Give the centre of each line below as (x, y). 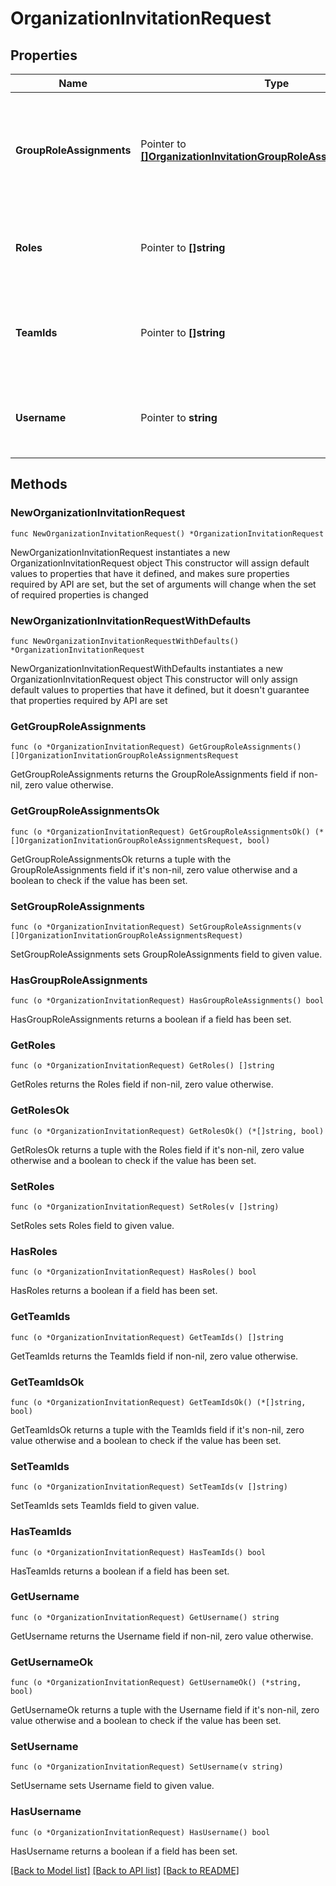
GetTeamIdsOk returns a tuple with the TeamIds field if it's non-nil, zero (157, 1429)
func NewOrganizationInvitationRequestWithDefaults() (125, 641)
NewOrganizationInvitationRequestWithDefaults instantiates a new (146, 668)
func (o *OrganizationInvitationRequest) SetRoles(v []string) (145, 1207)
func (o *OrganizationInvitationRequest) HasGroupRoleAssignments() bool (167, 1001)
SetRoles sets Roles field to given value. (92, 1226)
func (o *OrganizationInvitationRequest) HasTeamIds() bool (138, 1552)
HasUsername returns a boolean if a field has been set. (124, 1851)
